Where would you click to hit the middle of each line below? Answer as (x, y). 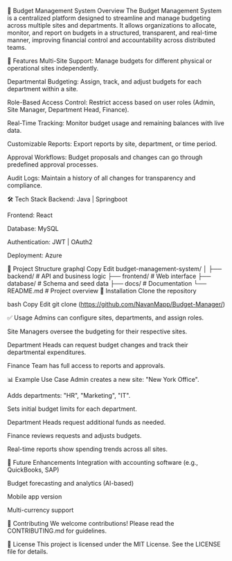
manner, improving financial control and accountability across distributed (111, 40)
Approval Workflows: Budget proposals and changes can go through (105, 157)
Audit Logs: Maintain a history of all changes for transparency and (101, 178)
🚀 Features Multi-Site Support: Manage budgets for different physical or (110, 61)
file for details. (28, 551)
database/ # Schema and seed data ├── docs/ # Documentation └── (107, 283)
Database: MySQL (33, 229)
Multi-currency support (41, 510)
